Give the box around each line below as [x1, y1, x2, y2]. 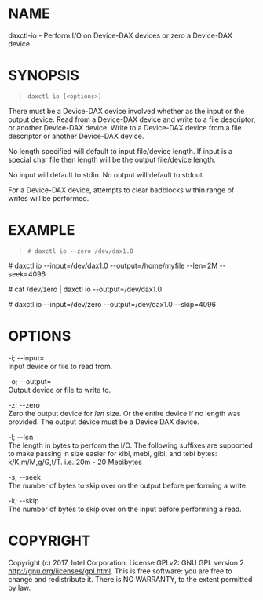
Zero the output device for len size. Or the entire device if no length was [8, 408, 241, 418]
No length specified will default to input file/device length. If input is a [8, 146, 233, 155]
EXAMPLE [8, 221, 75, 240]
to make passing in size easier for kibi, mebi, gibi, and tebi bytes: [8, 448, 217, 458]
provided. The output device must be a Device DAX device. [8, 417, 200, 426]
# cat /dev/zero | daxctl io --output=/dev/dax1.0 [8, 284, 163, 294]
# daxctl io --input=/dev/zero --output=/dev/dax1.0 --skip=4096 [8, 299, 217, 309]
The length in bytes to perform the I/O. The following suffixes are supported [8, 441, 253, 450]
